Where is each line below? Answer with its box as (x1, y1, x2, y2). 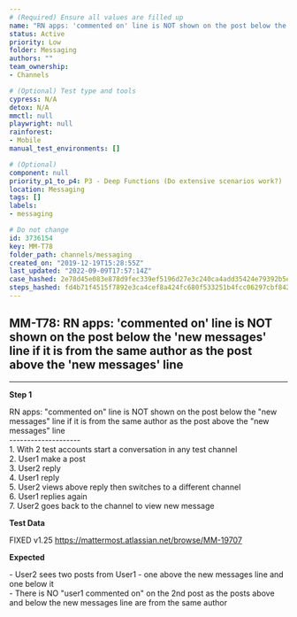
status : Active (9, 29, 65, 38)
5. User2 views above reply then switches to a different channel (9, 482, 241, 492)
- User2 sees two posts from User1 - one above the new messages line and (9, 568, 285, 580)
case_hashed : (9, 275, 57, 284)
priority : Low (9, 37, 62, 47)
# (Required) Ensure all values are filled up (9, 12, 184, 22)
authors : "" (9, 54, 53, 63)
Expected (9, 551, 46, 562)
